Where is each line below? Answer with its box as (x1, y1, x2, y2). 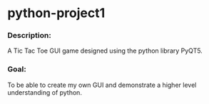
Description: (7, 31, 51, 41)
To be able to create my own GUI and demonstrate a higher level (7, 80, 197, 89)
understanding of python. (7, 88, 82, 97)
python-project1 (7, 5, 106, 21)
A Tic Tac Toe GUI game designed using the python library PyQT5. (7, 46, 203, 55)
